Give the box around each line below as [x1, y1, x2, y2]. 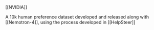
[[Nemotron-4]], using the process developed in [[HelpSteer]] [5, 19, 136, 25]
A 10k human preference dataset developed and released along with [5, 14, 149, 19]
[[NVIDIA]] [5, 4, 27, 10]
